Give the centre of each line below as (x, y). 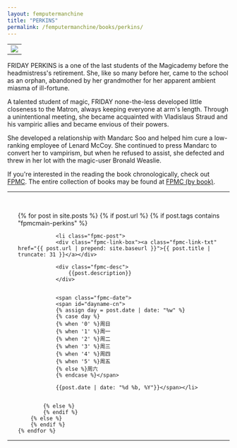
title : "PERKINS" (33, 20)
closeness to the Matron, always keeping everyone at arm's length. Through (118, 110)
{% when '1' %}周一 (83, 332)
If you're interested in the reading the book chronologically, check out (109, 175)
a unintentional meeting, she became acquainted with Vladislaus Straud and (117, 117)
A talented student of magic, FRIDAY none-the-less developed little (105, 102)
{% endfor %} (37, 431)
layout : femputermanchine (45, 14)
